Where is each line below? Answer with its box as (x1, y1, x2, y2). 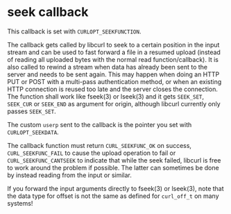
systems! (7, 199, 33, 207)
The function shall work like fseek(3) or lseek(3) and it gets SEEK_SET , (7, 92, 205, 101)
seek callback (7, 4, 89, 20)
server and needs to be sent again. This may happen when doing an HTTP (7, 70, 220, 79)
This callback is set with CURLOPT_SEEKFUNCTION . (7, 27, 142, 35)
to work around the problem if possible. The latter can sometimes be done (7, 163, 220, 172)
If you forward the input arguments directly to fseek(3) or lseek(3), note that (7, 184, 224, 192)
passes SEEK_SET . (7, 107, 57, 115)
